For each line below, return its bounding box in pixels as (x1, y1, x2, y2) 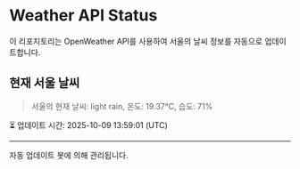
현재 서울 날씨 (9, 76, 80, 91)
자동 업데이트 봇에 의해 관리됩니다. (9, 149, 129, 160)
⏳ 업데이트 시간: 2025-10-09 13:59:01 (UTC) (9, 119, 168, 130)
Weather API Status (9, 5, 158, 26)
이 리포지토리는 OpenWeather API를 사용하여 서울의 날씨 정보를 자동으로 (9, 36, 263, 46)
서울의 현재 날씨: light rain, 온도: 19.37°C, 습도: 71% (30, 101, 213, 111)
